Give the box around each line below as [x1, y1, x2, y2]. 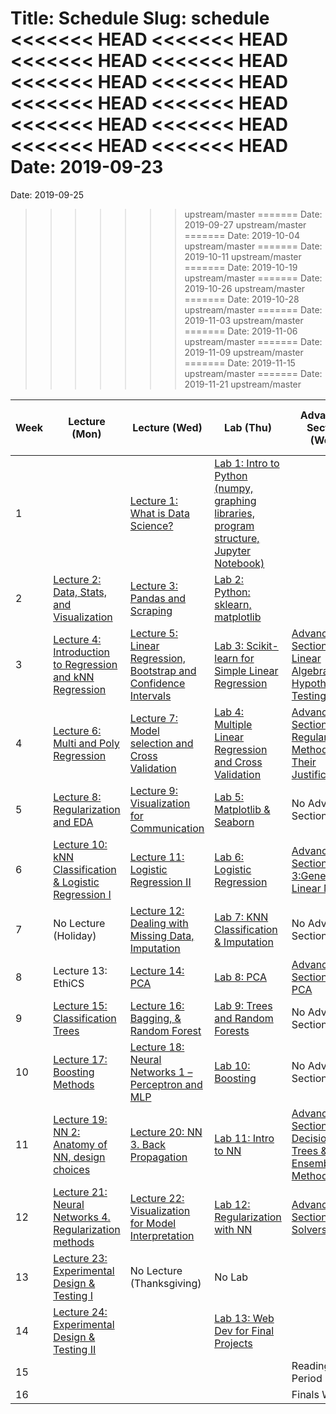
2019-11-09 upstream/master [184, 346, 304, 358]
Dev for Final [214, 1323, 275, 1337]
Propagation [129, 1150, 188, 1164]
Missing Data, [129, 928, 195, 942]
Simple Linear [214, 663, 279, 677]
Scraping [129, 603, 173, 617]
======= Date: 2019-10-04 [184, 229, 300, 241]
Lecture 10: [53, 837, 108, 851]
